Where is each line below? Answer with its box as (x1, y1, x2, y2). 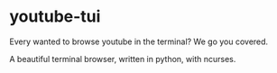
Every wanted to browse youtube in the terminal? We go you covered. (9, 36, 269, 47)
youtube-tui (9, 6, 101, 27)
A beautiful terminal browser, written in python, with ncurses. (9, 53, 236, 64)
